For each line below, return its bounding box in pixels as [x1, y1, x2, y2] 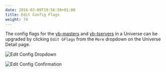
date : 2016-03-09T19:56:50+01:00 [5, 7, 76, 13]
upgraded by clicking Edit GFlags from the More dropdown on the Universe [5, 36, 161, 42]
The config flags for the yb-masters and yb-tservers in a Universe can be [5, 31, 158, 37]
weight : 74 [5, 17, 28, 22]
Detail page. [5, 42, 30, 48]
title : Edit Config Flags [5, 12, 60, 17]
